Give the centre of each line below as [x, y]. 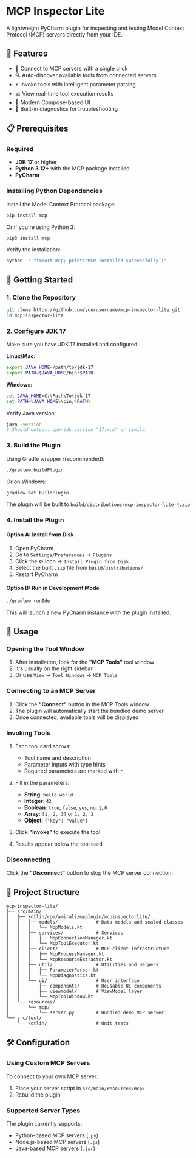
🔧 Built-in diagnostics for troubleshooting [66, 108]
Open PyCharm [34, 548]
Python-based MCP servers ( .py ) [57, 1135]
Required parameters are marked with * [73, 771]
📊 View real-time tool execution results [64, 93]
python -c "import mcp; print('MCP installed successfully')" [86, 261]
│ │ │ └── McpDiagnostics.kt [51, 975]
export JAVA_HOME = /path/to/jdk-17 [50, 367]
